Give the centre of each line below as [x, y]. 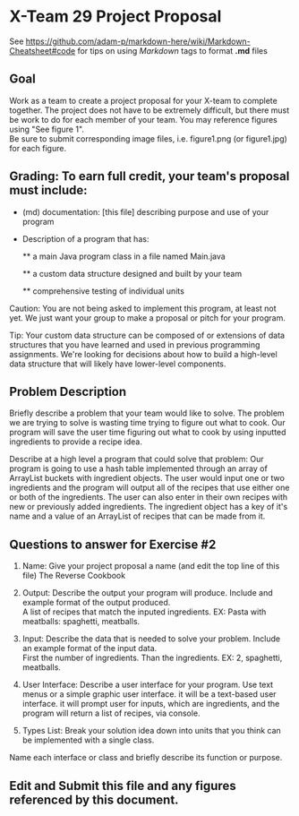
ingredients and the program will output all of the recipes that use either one [149, 488]
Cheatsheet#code [43, 50]
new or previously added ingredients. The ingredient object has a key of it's [149, 507]
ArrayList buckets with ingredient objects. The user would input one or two [147, 478]
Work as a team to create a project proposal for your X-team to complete [143, 100]
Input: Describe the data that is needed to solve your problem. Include [151, 639]
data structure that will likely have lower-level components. [118, 364]
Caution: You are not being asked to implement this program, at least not [143, 308]
